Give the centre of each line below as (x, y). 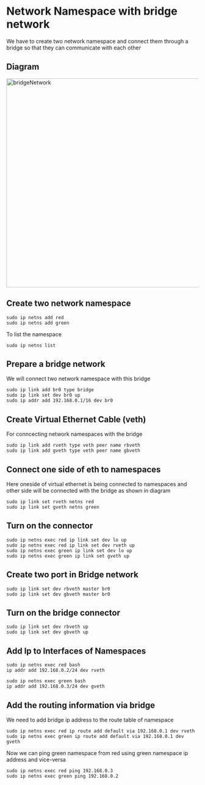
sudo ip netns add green (38, 323)
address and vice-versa (36, 760)
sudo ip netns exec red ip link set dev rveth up (71, 545)
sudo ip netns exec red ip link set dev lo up (67, 540)
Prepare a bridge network (56, 364)
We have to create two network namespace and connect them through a (97, 41)
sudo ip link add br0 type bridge (50, 390)
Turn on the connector (50, 526)
